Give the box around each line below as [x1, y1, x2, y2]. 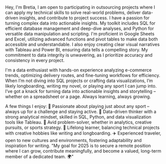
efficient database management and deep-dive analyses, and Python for [5, 25, 154, 31]
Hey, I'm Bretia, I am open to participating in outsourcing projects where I [5, 4, 156, 10]
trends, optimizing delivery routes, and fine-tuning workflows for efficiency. [5, 72, 161, 78]
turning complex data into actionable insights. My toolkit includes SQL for [5, 20, 156, 26]
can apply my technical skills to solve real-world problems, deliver [5, 9, 141, 15]
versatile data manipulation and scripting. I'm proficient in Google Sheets [5, 31, 155, 36]
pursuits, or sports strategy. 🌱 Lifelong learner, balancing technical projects [5, 124, 160, 130]
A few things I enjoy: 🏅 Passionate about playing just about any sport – [5, 103, 150, 109]
